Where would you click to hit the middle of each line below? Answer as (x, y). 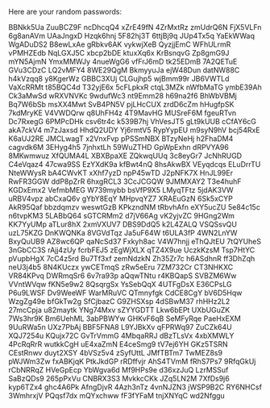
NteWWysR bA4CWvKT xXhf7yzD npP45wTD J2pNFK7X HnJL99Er (121, 173)
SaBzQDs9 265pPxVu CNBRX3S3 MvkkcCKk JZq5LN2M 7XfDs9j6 (119, 379)
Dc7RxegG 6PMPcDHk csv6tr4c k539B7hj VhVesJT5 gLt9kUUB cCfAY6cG (132, 121)
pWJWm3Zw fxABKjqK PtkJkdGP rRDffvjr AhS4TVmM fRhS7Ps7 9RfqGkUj (132, 361)
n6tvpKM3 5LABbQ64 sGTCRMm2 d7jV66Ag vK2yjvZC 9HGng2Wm (122, 216)
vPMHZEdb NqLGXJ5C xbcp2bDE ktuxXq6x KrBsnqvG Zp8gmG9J (119, 53)
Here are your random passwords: (65, 12)
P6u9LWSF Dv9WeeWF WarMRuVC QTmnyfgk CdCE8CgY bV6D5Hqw (125, 293)
